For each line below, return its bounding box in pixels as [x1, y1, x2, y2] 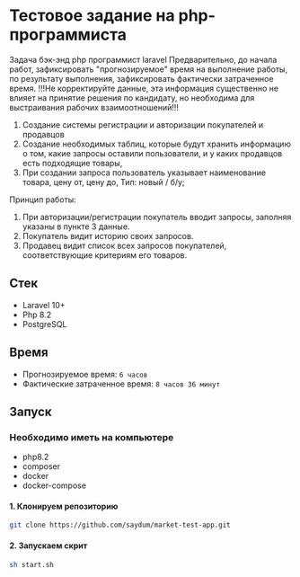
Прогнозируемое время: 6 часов [22, 368, 148, 379]
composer [22, 461, 61, 472]
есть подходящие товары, [22, 157, 123, 168]
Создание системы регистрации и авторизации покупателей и [22, 119, 264, 130]
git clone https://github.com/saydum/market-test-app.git [9, 520, 231, 530]
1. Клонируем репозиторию [9, 501, 119, 511]
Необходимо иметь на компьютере [9, 431, 174, 443]
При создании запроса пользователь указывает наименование [22, 167, 267, 178]
